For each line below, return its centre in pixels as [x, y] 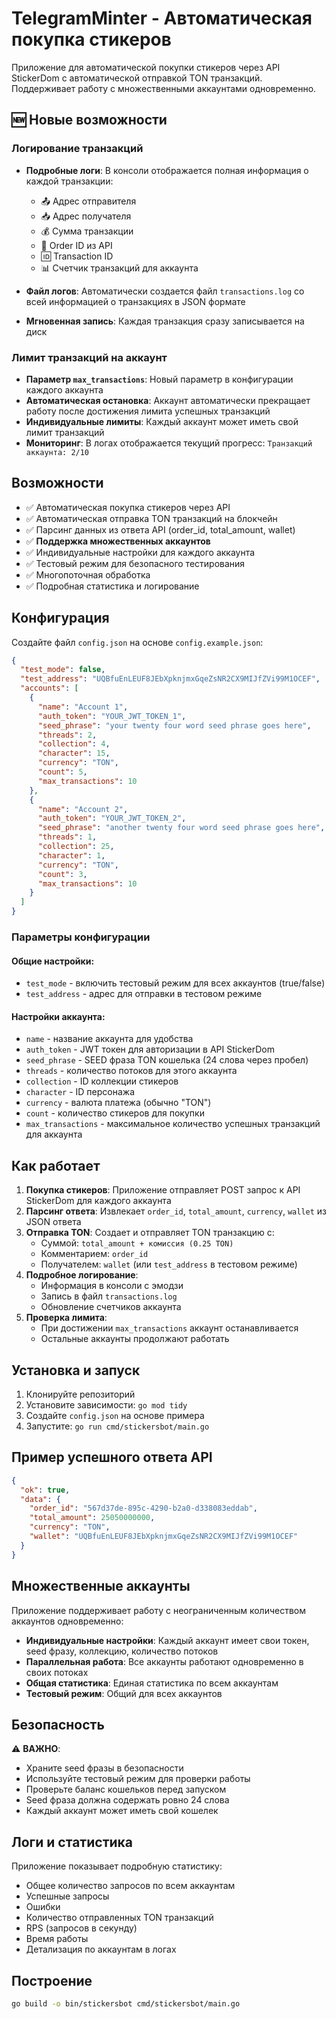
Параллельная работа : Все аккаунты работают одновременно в [164, 1661]
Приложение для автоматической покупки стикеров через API [146, 67]
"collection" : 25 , [76, 847]
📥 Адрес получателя [86, 216]
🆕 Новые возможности [89, 120]
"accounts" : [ [49, 688]
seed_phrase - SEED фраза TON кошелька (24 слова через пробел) [167, 1060]
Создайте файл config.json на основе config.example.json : [137, 642]
